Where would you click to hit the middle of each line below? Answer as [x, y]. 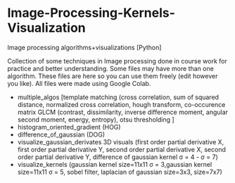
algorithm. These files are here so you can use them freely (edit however [113, 76]
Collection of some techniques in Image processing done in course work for [117, 61]
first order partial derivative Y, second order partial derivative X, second [122, 149]
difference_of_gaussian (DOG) [61, 134]
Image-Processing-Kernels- [91, 13]
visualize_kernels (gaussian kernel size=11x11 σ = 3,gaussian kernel [115, 164]
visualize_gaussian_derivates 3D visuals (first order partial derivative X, [121, 141]
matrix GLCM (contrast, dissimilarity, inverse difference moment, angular [123, 112]
